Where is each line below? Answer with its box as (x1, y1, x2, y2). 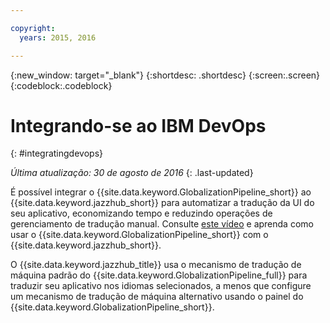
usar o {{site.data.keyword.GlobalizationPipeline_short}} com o (10, 229, 269, 241)
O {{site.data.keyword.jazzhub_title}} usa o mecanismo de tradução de (10, 259, 302, 271)
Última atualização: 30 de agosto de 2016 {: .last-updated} (10, 167, 254, 179)
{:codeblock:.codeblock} (10, 79, 113, 91)
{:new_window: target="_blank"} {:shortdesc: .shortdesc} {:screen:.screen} (10, 69, 321, 81)
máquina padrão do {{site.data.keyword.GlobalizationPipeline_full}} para (10, 269, 308, 281)
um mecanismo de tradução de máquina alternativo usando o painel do (10, 291, 304, 303)
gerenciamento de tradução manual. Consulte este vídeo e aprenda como (10, 218, 314, 230)
